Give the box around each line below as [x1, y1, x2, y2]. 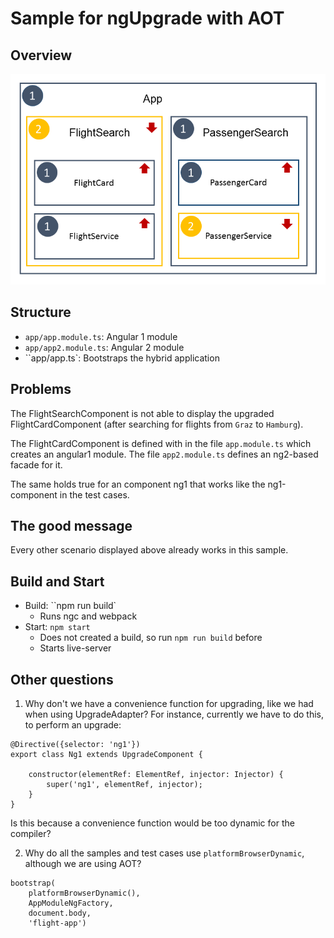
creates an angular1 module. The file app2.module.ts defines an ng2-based [10, 448, 319, 460]
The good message [10, 518, 133, 535]
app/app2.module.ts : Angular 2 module [24, 341, 185, 353]
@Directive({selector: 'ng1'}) [10, 740, 141, 750]
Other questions [10, 671, 114, 688]
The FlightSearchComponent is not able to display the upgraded [10, 407, 275, 419]
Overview [10, 47, 73, 64]
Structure [10, 304, 72, 321]
